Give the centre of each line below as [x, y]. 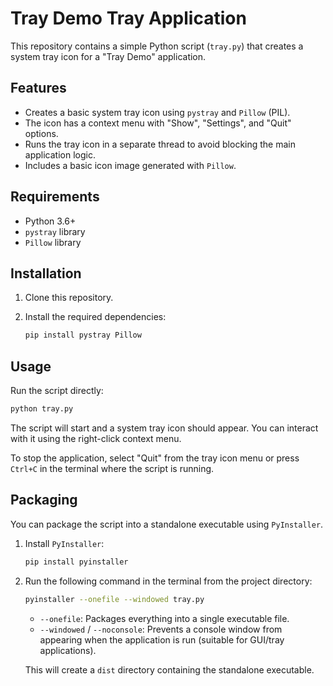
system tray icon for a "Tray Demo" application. [108, 56]
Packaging [44, 500]
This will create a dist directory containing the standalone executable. [169, 669]
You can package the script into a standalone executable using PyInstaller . [167, 524]
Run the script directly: [57, 391]
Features [38, 88]
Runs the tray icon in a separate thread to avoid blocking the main [160, 144]
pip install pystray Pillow [83, 335]
